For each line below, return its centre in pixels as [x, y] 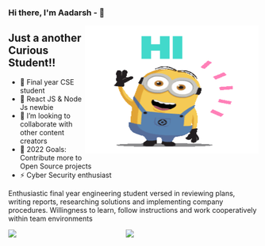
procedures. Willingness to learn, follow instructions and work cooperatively [132, 210]
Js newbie [36, 107]
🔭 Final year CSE [47, 81]
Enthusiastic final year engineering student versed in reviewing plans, [122, 193]
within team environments [50, 218]
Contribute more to [51, 157]
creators [33, 141]
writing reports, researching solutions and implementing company [116, 202]
